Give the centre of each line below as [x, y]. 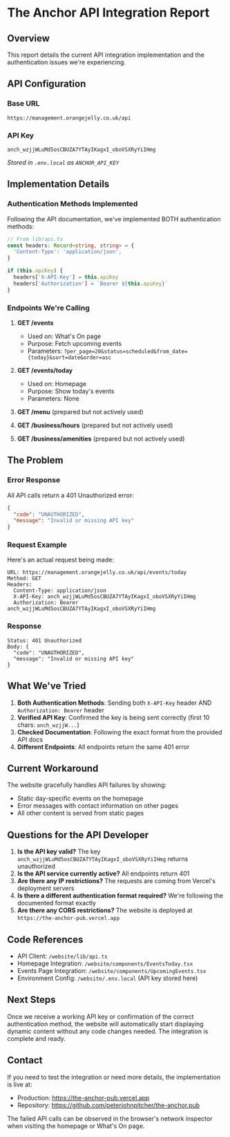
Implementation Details [58, 184]
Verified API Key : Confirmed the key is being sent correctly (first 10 [113, 717]
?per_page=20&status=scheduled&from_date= [126, 351]
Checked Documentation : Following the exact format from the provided [119, 732]
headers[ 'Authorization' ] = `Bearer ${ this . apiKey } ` [91, 284]
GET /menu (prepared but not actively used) [80, 412]
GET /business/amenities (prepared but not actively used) [101, 438]
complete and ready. [37, 1038]
